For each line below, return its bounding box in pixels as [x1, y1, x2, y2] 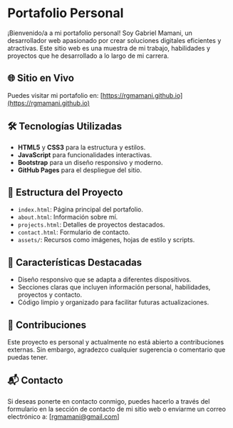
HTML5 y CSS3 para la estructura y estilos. [17, 143, 146, 151]
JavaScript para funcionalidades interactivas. [17, 150, 152, 159]
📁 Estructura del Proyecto [7, 186, 123, 198]
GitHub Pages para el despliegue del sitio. [17, 166, 143, 174]
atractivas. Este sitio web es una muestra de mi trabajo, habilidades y [7, 44, 210, 52]
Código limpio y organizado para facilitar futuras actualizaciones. [17, 298, 209, 307]
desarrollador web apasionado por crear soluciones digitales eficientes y [7, 36, 222, 44]
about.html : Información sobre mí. [17, 213, 118, 222]
